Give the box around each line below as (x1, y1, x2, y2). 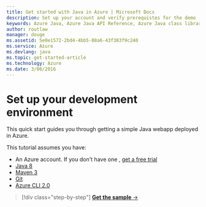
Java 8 (15, 162, 32, 170)
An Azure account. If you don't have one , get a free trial (15, 156, 158, 163)
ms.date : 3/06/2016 (6, 66, 56, 72)
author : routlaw (6, 26, 48, 32)
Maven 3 (15, 169, 38, 176)
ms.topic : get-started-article (6, 55, 86, 61)
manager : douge (6, 32, 45, 38)
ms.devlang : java (6, 49, 51, 55)
